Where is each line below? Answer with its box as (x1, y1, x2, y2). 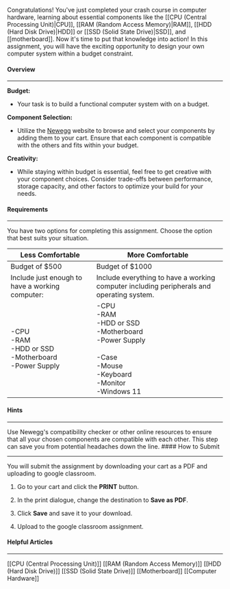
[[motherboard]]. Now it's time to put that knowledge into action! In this (7, 35, 208, 43)
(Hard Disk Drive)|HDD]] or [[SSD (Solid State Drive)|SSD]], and (7, 27, 186, 36)
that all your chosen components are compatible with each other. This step (7, 435, 218, 443)
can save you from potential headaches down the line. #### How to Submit (7, 442, 220, 451)
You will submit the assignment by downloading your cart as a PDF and (7, 462, 207, 470)
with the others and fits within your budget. (16, 141, 139, 149)
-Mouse (96, 361, 123, 371)
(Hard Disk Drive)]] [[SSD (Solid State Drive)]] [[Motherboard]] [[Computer (7, 566, 217, 575)
